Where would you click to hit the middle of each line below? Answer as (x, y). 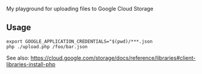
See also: (18, 58)
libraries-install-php (31, 64)
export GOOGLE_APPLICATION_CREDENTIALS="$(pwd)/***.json (80, 42)
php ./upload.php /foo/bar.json (47, 47)
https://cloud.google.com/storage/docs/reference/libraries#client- (113, 58)
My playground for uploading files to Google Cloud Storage (80, 9)
